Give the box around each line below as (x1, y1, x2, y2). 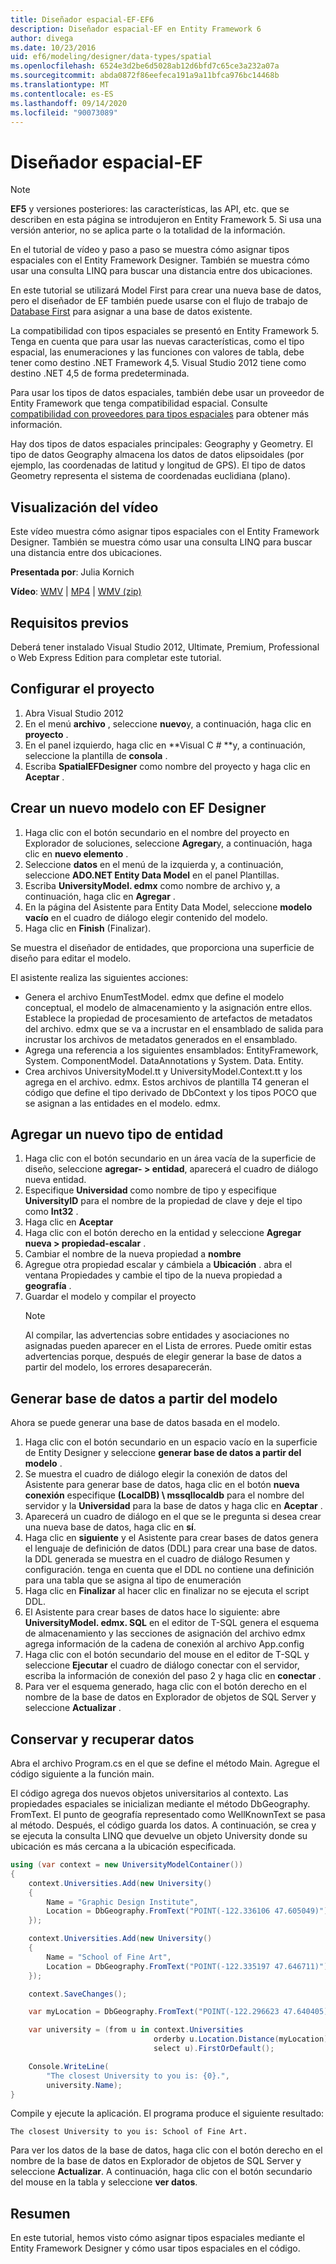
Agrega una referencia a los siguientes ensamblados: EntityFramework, (24, 1044, 319, 1056)
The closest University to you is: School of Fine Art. (10, 2127, 248, 2137)
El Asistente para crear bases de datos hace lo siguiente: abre (24, 1606, 281, 1618)
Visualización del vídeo (10, 499, 159, 516)
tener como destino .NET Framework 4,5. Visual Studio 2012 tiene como (10, 357, 307, 369)
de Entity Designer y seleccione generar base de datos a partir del (24, 1447, 302, 1459)
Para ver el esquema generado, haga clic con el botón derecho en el (24, 1681, 307, 1693)
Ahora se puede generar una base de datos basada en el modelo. (10, 1417, 281, 1429)
